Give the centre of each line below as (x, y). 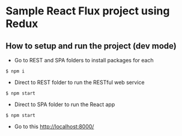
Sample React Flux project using (88, 11)
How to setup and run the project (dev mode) (91, 46)
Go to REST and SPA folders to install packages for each (84, 60)
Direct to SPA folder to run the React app (65, 104)
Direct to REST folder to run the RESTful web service (79, 82)
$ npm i (15, 71)
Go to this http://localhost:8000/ (54, 126)
